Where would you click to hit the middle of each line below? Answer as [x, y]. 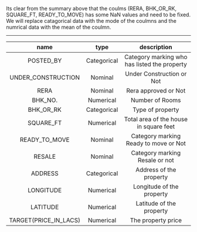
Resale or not [156, 160]
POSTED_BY [45, 61]
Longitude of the [156, 187]
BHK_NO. [45, 100]
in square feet [156, 127]
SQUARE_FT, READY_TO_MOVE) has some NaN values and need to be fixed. [98, 15]
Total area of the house [156, 119]
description [156, 47]
